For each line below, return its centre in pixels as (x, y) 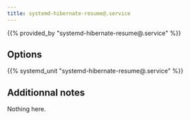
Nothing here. (27, 109)
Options (25, 55)
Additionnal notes (46, 92)
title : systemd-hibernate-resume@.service (69, 13)
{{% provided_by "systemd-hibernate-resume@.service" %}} (94, 33)
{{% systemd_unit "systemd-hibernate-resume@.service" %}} (95, 71)
